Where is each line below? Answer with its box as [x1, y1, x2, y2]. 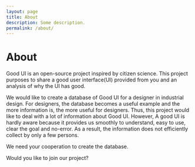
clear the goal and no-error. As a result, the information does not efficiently [6, 125, 189, 133]
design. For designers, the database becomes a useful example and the [6, 100, 180, 107]
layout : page [6, 8, 38, 15]
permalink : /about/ [6, 25, 54, 31]
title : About [6, 14, 38, 20]
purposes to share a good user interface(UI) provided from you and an [6, 76, 177, 83]
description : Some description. [6, 19, 85, 25]
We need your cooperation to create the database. [6, 143, 128, 150]
